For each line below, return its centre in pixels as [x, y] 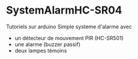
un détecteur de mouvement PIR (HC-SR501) [69, 38]
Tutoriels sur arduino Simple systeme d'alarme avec [69, 27]
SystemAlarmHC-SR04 [64, 10]
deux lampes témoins [41, 50]
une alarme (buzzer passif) [47, 44]
